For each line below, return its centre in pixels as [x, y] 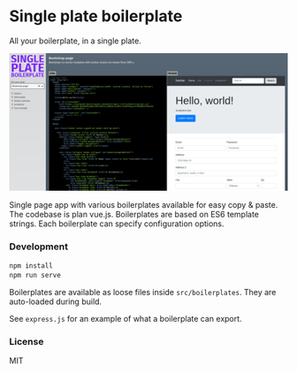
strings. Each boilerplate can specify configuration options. [117, 224]
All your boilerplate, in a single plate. [75, 41]
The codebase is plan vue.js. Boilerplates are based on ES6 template [134, 214]
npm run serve [35, 276]
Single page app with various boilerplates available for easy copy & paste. [144, 204]
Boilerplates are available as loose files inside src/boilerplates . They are [143, 293]
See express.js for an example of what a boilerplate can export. [126, 319]
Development [39, 247]
